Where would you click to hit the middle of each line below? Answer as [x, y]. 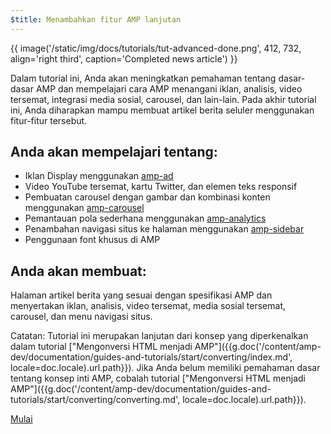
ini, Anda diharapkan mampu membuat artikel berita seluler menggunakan [162, 110]
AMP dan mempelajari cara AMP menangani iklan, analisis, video [169, 88]
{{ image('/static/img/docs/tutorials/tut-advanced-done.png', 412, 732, [156, 48]
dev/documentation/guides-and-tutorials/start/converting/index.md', [151, 357]
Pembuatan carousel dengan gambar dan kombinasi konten [147, 197]
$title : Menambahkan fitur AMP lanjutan [96, 19]
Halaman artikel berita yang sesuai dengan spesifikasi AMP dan [141, 295]
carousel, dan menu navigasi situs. [81, 317]
